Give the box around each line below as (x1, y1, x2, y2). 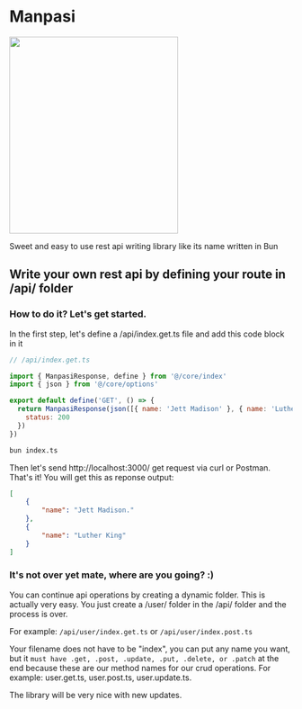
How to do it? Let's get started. (9, 308, 147, 320)
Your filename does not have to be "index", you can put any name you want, (9, 643, 290, 654)
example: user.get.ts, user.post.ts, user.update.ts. (9, 672, 192, 683)
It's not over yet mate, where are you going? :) (9, 569, 214, 581)
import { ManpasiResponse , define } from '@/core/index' (9, 372, 227, 381)
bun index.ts (9, 445, 58, 455)
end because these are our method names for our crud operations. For (9, 662, 271, 673)
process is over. (9, 608, 68, 619)
